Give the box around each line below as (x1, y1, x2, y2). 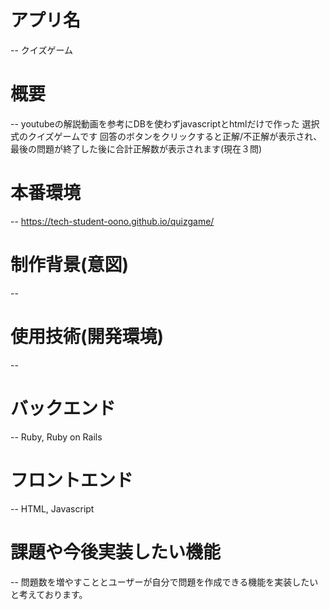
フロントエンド (10, 469, 134, 491)
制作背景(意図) (10, 254, 130, 276)
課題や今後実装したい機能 (10, 541, 222, 563)
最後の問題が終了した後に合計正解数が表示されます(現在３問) (10, 142, 263, 155)
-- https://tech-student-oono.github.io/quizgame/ (10, 215, 215, 227)
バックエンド (10, 397, 117, 420)
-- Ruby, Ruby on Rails (10, 431, 103, 443)
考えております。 (18, 588, 88, 600)
